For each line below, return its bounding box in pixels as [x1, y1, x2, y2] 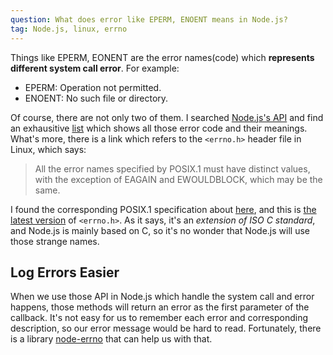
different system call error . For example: [10, 62, 180, 74]
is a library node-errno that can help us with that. [10, 333, 213, 345]
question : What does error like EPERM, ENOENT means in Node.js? [10, 14, 288, 25]
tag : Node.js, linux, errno [10, 24, 128, 34]
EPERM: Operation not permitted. [24, 81, 162, 93]
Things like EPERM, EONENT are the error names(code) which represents [10, 51, 315, 63]
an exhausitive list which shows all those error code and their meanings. [10, 122, 308, 134]
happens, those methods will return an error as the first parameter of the [10, 301, 310, 313]
